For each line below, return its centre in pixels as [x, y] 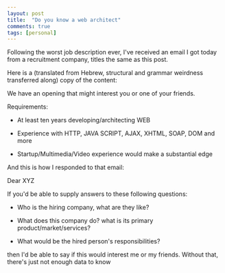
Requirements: [27, 107]
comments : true [29, 26]
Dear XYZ [21, 181]
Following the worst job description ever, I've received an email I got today [112, 52]
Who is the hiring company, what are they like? [83, 208]
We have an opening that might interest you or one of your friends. [101, 94]
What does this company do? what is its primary [85, 221]
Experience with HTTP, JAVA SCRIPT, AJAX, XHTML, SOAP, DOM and [116, 133]
